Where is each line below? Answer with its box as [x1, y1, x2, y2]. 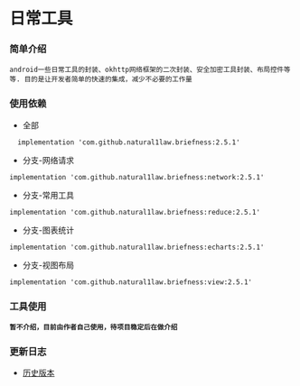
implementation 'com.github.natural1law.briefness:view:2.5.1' [9, 277, 253, 287]
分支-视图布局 [22, 259, 75, 271]
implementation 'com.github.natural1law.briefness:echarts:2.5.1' [9, 243, 265, 252]
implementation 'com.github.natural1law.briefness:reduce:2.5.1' [9, 207, 260, 216]
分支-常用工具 [22, 189, 75, 200]
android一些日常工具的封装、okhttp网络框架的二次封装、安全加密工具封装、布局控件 [9, 65, 285, 75]
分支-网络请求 [22, 154, 75, 165]
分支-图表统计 [22, 225, 75, 235]
